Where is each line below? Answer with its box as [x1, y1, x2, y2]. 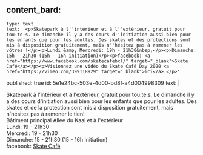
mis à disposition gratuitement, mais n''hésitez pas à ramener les [6, 42, 183, 48]
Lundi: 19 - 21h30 [6, 123, 50, 130]
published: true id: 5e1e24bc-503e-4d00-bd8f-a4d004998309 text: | [6, 79, 180, 87]
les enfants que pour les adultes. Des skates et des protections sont [6, 36, 191, 43]
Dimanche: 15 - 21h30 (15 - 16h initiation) [6, 136, 108, 143]
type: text [6, 21, 34, 27]
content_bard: [6, 5, 61, 15]
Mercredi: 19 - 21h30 [6, 130, 58, 137]
